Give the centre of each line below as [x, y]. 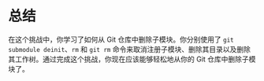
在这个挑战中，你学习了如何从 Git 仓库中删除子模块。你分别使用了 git [121, 39]
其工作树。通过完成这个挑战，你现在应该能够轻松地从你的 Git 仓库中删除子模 [132, 59]
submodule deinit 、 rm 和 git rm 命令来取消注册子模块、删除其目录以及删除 [129, 49]
